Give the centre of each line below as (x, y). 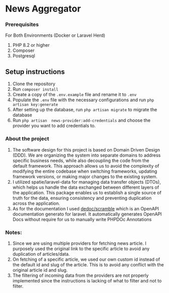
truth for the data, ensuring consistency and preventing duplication (82, 198)
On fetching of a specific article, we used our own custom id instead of (86, 259)
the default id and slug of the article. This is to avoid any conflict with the (88, 264)
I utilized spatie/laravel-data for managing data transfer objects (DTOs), (87, 182)
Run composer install (35, 89)
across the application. (36, 203)
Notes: (14, 232)
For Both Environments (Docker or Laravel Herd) (55, 35)
